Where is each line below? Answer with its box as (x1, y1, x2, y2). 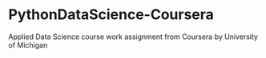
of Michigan (8, 40, 48, 49)
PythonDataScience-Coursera (8, 6, 215, 24)
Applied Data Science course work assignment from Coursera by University (8, 32, 259, 41)
